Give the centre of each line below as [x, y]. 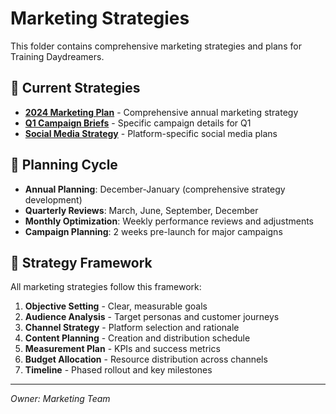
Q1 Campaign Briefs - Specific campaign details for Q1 [138, 123]
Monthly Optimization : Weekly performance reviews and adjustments [169, 221]
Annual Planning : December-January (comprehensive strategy [155, 189]
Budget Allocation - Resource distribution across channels [146, 359]
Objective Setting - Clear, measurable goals [116, 306]
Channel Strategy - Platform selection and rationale [132, 328]
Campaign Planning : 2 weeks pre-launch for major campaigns [153, 231]
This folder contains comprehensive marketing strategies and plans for [156, 46]
